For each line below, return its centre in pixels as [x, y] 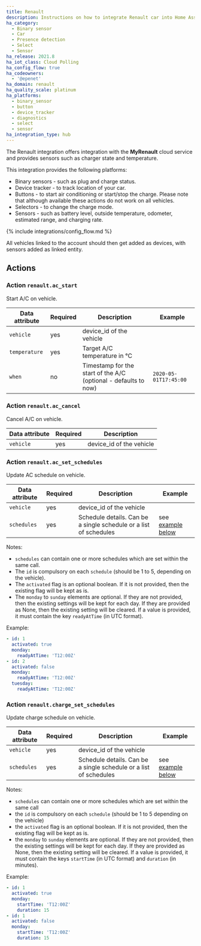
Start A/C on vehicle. [32, 299]
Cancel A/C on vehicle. [34, 419]
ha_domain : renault [31, 85]
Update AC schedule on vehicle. [46, 475]
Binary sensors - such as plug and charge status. [75, 181]
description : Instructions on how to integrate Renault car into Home [96, 17]
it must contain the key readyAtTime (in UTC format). [79, 616]
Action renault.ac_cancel [43, 406]
